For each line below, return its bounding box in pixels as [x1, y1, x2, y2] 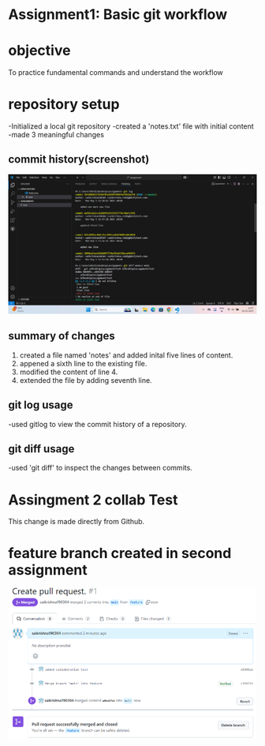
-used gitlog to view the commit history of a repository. [8, 419, 187, 429]
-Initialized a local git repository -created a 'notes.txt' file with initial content [8, 122, 254, 131]
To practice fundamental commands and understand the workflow [8, 68, 223, 77]
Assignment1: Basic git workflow [8, 6, 227, 24]
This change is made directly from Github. [8, 517, 145, 527]
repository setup [8, 96, 120, 114]
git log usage [8, 399, 73, 412]
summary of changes [8, 329, 116, 343]
